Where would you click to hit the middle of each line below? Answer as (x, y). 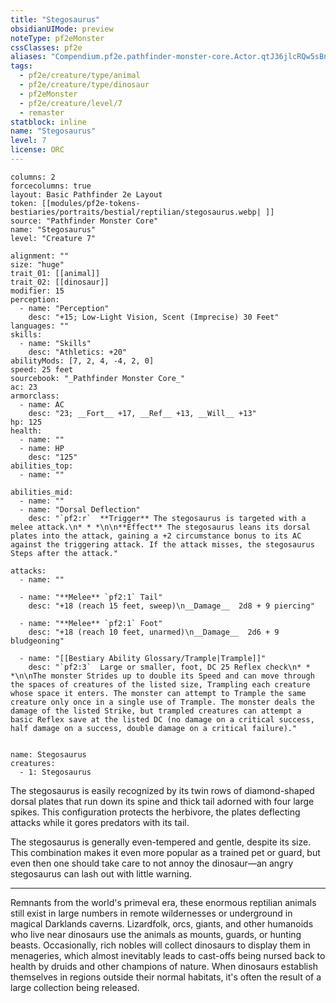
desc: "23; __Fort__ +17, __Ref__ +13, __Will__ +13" (142, 413)
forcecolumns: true (51, 186)
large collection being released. (75, 987)
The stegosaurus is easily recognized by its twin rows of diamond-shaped (162, 790)
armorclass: (35, 396)
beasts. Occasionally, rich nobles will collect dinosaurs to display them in (160, 945)
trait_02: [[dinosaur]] (60, 282)
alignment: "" (40, 256)
